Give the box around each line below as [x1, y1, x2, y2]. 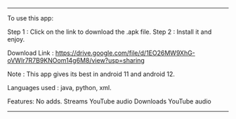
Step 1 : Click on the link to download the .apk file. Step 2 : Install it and [7, 27, 212, 36]
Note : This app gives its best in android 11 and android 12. [7, 70, 176, 78]
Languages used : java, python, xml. [7, 84, 112, 92]
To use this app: [7, 14, 54, 22]
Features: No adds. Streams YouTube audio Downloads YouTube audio [7, 97, 212, 106]
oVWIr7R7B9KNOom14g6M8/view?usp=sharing [7, 56, 145, 64]
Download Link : [7, 49, 54, 57]
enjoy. [7, 35, 25, 43]
